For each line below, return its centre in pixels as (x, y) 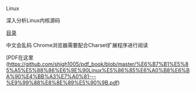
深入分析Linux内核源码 (33, 20)
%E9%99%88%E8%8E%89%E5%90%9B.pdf (62, 83)
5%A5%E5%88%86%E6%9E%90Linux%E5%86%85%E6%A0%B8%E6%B (98, 70)
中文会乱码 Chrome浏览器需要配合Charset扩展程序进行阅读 (77, 45)
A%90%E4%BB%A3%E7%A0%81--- (51, 76)
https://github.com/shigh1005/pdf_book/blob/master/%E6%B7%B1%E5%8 (98, 64)
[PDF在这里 (20, 57)
